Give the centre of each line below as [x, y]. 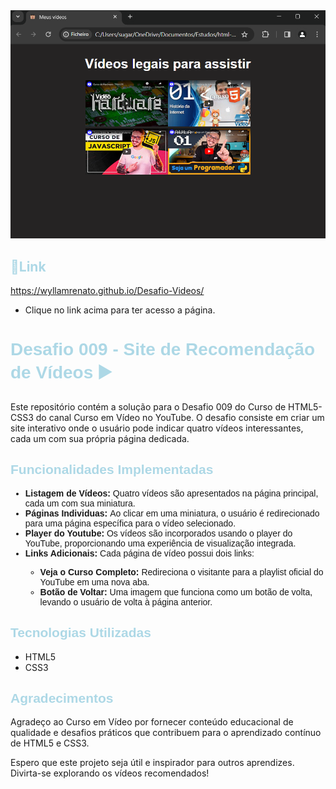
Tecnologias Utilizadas [81, 633]
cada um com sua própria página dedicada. [100, 438]
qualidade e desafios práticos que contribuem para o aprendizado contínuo [166, 733]
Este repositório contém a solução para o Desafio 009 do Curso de [148, 406]
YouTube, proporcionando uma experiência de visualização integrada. [160, 543]
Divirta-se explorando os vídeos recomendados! [110, 773]
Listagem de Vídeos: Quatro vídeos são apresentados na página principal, [171, 493]
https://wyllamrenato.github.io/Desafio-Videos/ [107, 290]
